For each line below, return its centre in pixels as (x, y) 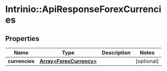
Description (116, 53)
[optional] (147, 61)
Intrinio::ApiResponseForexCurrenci (83, 9)
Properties (22, 39)
